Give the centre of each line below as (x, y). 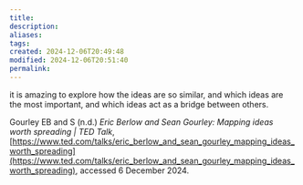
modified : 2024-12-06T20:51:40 (69, 60)
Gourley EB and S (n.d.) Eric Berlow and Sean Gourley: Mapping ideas (141, 122)
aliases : (26, 35)
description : (34, 26)
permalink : (30, 69)
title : (22, 18)
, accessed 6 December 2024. (132, 170)
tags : (20, 43)
